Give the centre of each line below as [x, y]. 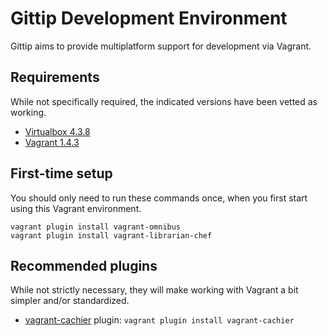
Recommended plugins [84, 265]
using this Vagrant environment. [76, 208]
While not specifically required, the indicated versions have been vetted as [164, 101]
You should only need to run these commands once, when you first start [159, 198]
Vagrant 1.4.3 [52, 142]
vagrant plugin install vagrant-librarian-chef [111, 235]
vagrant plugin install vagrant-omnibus [96, 227]
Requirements [55, 77]
